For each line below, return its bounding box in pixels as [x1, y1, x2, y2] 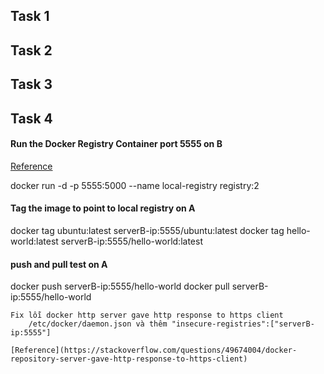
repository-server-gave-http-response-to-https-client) [10, 354, 248, 364]
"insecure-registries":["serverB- [171, 319, 315, 329]
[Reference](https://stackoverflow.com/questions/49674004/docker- [10, 345, 298, 356]
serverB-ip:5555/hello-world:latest [60, 235, 203, 247]
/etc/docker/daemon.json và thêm [28, 319, 168, 329]
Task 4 [10, 110, 53, 127]
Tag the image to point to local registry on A [10, 202, 196, 214]
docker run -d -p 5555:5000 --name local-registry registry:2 [10, 179, 260, 191]
